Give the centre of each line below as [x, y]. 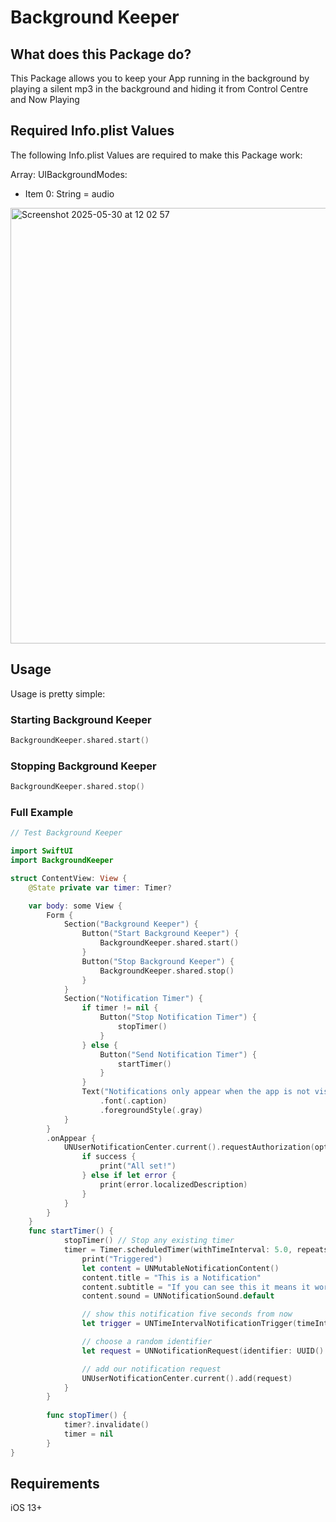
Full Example [42, 812]
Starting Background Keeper [81, 719]
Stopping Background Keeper [83, 766]
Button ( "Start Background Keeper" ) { [160, 934]
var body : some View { [75, 906]
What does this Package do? [101, 54]
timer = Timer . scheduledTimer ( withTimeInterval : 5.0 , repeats [196, 1250]
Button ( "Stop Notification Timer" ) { [178, 1017]
